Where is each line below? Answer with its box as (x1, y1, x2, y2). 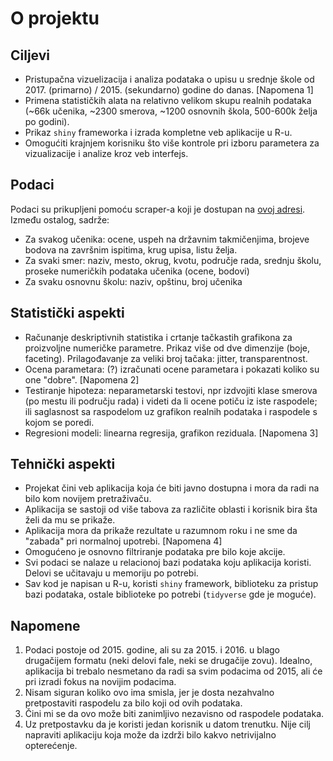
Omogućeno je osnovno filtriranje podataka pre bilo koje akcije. (24, 546, 286, 558)
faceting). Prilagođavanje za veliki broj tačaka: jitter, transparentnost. (24, 352, 308, 364)
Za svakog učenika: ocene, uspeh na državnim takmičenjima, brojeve (24, 233, 310, 245)
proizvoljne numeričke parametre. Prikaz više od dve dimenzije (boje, (24, 342, 311, 354)
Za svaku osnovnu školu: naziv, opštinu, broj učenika (24, 275, 243, 287)
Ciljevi (10, 47, 51, 64)
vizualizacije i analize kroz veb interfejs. (24, 148, 189, 159)
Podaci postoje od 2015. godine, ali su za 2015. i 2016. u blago (24, 644, 280, 656)
